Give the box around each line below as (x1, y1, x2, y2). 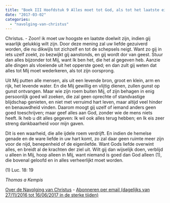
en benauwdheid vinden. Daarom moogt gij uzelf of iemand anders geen (5, 104, 156, 110)
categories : (5, 17, 30, 22)
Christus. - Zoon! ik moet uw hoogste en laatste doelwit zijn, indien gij (5, 35, 151, 42)
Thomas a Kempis (5, 177, 43, 183)
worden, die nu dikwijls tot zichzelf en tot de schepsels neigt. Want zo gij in (5, 46, 162, 52)
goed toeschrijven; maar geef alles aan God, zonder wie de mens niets (5, 110, 153, 116)
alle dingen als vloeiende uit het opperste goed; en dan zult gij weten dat (5, 62, 157, 68)
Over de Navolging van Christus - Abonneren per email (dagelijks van (5, 187, 150, 193)
